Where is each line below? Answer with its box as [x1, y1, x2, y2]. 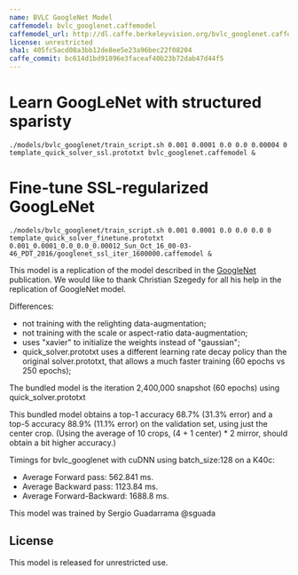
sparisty [9, 112, 73, 131]
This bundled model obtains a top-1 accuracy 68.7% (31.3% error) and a [9, 409, 273, 420]
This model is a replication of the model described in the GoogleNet [9, 264, 256, 275]
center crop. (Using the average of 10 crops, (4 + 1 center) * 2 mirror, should [9, 428, 288, 438]
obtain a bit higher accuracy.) [9, 437, 117, 448]
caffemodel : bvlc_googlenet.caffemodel [9, 21, 157, 30]
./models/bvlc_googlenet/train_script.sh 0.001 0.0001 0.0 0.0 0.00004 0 [9, 140, 288, 149]
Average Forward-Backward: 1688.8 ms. [21, 490, 169, 501]
